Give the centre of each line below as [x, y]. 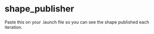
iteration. [13, 27]
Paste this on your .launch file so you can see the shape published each [77, 22]
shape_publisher [39, 9]
